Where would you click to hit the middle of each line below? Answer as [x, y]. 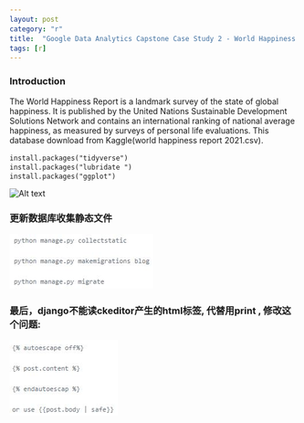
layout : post [34, 19]
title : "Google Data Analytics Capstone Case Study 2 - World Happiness [153, 38]
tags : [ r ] [28, 48]
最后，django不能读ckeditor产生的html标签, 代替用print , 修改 [146, 311]
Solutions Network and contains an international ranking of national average [152, 121]
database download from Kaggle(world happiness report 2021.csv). [136, 140]
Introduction [37, 81]
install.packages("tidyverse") [69, 158]
